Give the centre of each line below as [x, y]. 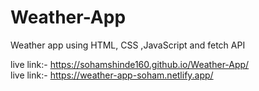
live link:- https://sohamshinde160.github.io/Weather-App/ [130, 64]
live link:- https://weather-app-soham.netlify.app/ [112, 75]
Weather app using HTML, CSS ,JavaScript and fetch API [128, 45]
